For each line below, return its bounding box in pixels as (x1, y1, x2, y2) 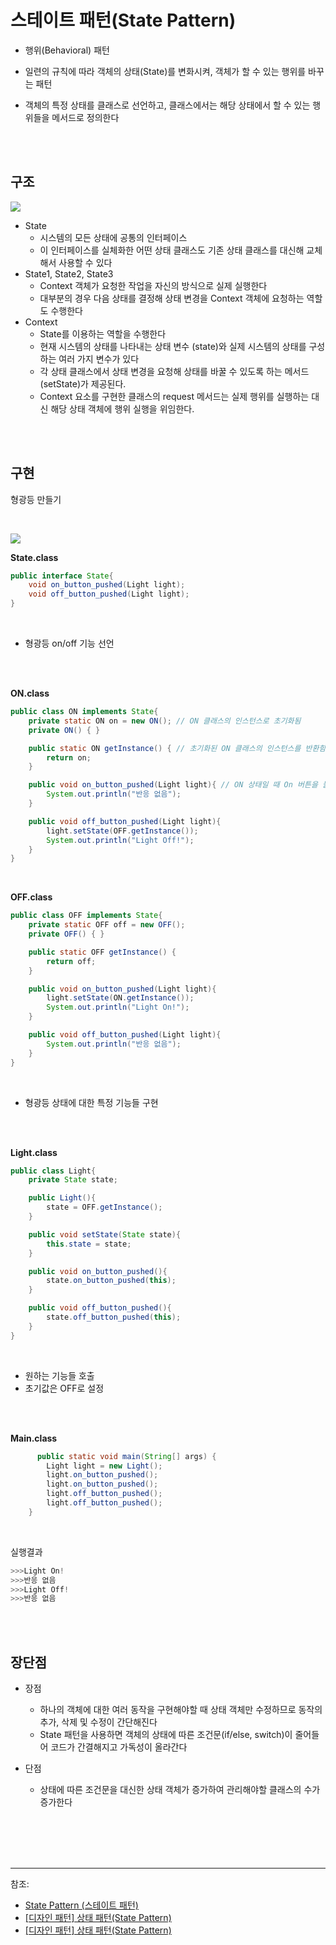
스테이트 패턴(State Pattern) (10, 9, 237, 32)
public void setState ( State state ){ (28, 1229, 182, 1240)
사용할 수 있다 (58, 256, 113, 268)
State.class (10, 551, 59, 563)
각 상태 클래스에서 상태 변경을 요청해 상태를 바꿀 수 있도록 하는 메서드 (39, 365, 310, 377)
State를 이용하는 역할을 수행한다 (39, 327, 167, 340)
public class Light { (10, 1166, 97, 1176)
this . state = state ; (46, 1239, 132, 1249)
